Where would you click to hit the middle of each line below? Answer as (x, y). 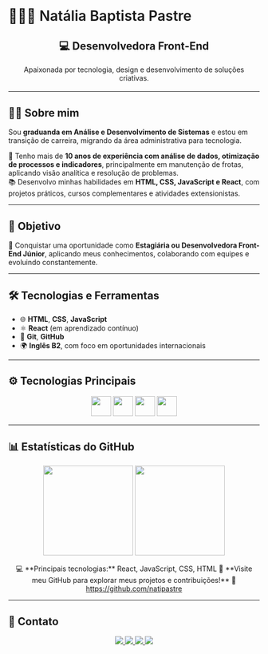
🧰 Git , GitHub (42, 336)
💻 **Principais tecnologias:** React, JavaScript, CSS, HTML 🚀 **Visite (134, 569)
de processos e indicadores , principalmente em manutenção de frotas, (126, 164)
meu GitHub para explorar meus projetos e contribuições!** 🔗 (134, 581)
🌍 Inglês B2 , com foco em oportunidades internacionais (112, 345)
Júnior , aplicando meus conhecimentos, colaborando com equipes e (136, 254)
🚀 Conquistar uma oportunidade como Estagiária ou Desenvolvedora (123, 245)
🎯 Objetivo (35, 226)
